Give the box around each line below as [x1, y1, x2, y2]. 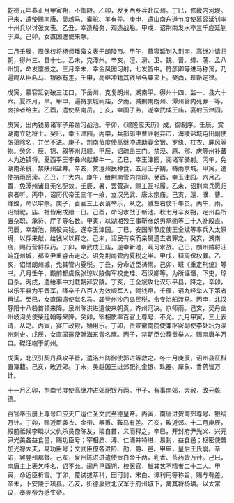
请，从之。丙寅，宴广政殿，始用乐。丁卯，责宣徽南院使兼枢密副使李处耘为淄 [7, 321, 227, 330]
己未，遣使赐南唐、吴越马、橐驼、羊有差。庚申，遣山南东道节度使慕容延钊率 [7, 15, 227, 23]
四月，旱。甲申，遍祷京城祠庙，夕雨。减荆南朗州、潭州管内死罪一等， [25, 97, 227, 105]
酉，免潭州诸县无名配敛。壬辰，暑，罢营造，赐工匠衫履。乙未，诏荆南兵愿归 [7, 182, 227, 190]
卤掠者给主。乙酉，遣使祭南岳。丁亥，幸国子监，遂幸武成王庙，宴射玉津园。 [7, 105, 227, 114]
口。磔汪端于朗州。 [7, 339, 63, 347]
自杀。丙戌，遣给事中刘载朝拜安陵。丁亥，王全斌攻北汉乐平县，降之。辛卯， [7, 278, 227, 286]
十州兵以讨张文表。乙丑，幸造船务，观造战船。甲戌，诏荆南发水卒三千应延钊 [7, 24, 227, 31]
